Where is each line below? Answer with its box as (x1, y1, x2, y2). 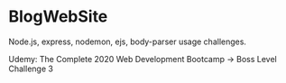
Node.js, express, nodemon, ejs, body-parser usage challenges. (8, 36, 247, 47)
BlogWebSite (8, 6, 108, 27)
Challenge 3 (8, 63, 53, 74)
